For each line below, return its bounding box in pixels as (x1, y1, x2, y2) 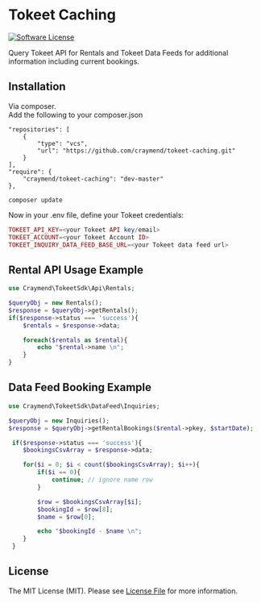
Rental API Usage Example (8, 263, 143, 277)
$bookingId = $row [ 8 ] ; (37, 505, 114, 514)
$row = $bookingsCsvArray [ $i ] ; (37, 497, 143, 505)
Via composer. (8, 101, 56, 110)
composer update (8, 196, 63, 204)
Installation (8, 80, 66, 94)
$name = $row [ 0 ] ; (37, 513, 95, 521)
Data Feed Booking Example (8, 381, 151, 394)
